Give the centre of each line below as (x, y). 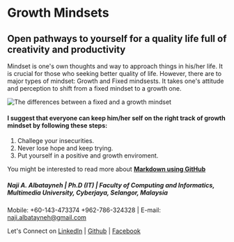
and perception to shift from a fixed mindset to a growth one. (94, 88)
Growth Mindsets (58, 13)
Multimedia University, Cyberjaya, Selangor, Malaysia (88, 192)
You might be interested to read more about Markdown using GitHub (107, 169)
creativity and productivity (67, 49)
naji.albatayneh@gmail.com (47, 218)
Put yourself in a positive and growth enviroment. (88, 156)
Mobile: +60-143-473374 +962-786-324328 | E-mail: (84, 210)
